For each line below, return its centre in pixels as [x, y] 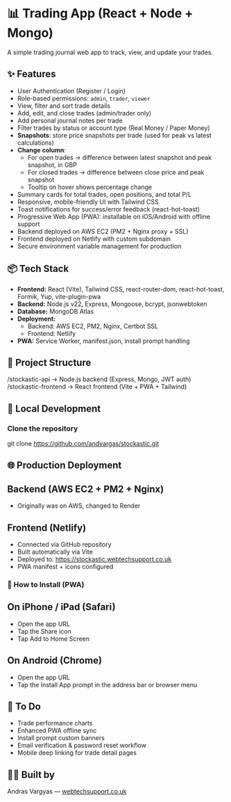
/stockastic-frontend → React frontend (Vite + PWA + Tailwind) [97, 387]
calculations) [35, 143]
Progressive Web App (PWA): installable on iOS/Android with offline [113, 216]
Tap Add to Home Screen [53, 639]
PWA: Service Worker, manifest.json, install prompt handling [103, 341]
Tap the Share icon [44, 631]
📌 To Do [24, 707]
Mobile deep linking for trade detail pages [77, 753]
